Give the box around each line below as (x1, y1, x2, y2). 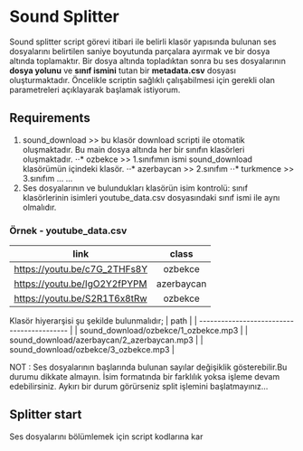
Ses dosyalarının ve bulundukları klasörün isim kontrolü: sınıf (22, 183, 249, 193)
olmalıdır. (22, 202, 57, 212)
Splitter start (9, 407, 82, 422)
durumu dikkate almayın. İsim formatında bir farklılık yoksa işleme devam (9, 371, 280, 382)
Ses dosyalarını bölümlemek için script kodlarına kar (9, 431, 204, 442)
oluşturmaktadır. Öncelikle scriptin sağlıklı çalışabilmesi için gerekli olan (9, 74, 276, 85)
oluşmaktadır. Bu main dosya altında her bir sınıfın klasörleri (22, 144, 245, 155)
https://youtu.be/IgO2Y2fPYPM (14, 277, 147, 290)
